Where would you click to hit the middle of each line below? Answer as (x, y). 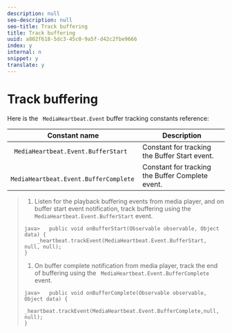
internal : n (24, 53)
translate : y (26, 65)
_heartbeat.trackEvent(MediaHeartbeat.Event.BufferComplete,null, (122, 311)
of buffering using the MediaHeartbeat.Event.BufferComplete (122, 273)
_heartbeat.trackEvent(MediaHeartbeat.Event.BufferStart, (122, 240)
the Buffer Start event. (178, 155)
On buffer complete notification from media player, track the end (126, 265)
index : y (20, 46)
